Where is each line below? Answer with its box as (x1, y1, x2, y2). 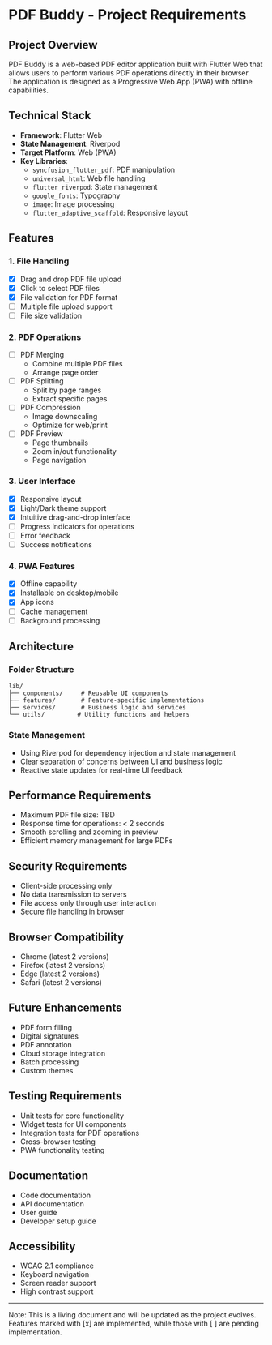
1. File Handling (8, 255, 70, 267)
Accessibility (8, 1239, 76, 1253)
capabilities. (8, 85, 49, 95)
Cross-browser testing (19, 1137, 96, 1146)
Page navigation (32, 456, 87, 465)
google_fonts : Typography (32, 191, 121, 200)
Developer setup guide (19, 1216, 97, 1226)
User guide (19, 1207, 57, 1217)
